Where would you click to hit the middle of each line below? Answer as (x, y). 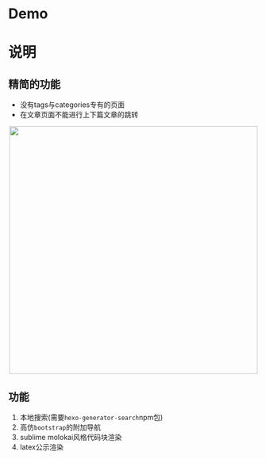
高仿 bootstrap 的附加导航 (60, 427)
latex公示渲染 (41, 447)
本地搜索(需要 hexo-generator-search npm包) (91, 417)
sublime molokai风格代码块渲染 (71, 437)
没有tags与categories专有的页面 (72, 105)
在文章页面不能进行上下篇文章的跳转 (79, 115)
